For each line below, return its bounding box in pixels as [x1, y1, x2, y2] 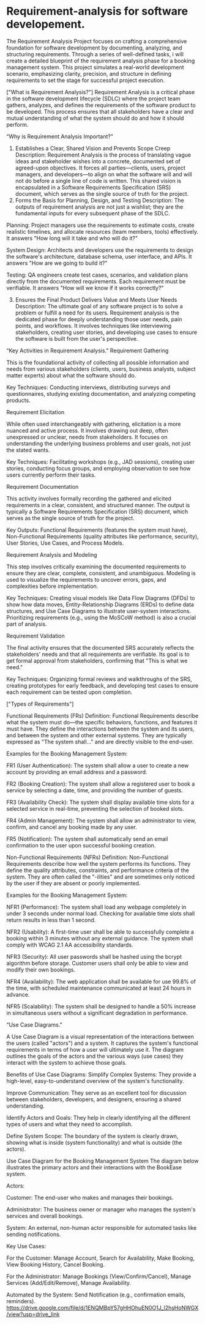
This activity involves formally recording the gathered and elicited [6, 494, 171, 502]
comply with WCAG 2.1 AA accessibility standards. [6, 941, 133, 948]
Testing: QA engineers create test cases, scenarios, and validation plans [6, 271, 188, 278]
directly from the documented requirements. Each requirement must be [6, 277, 186, 285]
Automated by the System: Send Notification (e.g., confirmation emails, [6, 1291, 185, 1298]
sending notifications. [6, 1230, 61, 1238]
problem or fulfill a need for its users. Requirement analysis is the [15, 309, 179, 316]
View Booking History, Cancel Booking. [6, 1260, 105, 1268]
